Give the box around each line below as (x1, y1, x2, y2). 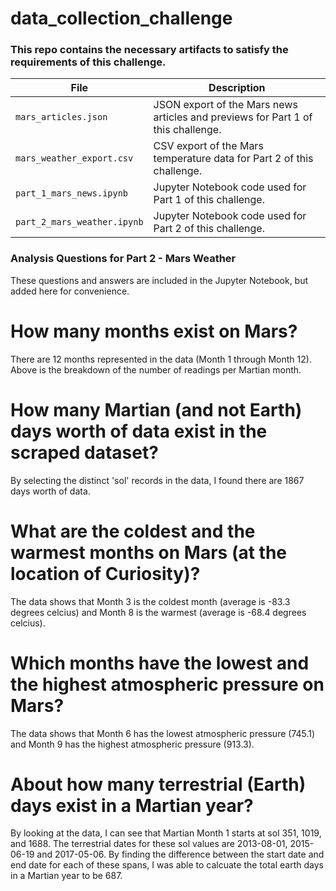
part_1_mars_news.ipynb (15, 188, 129, 199)
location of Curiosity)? (10, 562, 201, 585)
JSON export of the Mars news (153, 98, 298, 112)
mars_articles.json (15, 112, 108, 123)
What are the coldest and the (10, 520, 256, 542)
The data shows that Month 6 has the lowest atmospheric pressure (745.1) (10, 727, 316, 739)
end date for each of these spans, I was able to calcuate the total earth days (10, 859, 324, 871)
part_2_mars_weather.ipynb (15, 217, 144, 228)
